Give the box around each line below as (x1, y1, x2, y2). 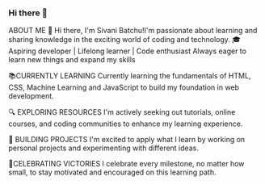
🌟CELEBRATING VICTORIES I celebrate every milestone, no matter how (8, 159, 245, 169)
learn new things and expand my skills (8, 55, 136, 65)
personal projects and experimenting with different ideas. (8, 143, 200, 153)
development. (8, 91, 54, 101)
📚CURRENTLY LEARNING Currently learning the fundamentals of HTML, (8, 71, 251, 81)
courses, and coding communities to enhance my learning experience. (8, 119, 243, 128)
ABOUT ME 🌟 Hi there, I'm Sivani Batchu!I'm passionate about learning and (8, 26, 258, 36)
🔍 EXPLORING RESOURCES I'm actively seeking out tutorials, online (8, 107, 236, 117)
